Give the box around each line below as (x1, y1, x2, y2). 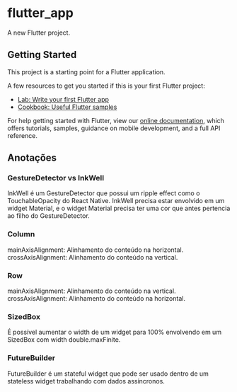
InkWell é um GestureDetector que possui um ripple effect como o (7, 189, 200, 197)
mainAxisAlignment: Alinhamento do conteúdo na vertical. (7, 287, 176, 295)
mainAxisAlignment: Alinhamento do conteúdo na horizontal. (7, 246, 184, 254)
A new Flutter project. (7, 28, 71, 37)
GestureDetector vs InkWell (7, 173, 105, 183)
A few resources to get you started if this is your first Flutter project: (7, 81, 205, 90)
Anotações (7, 152, 57, 164)
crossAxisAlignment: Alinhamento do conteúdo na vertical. (7, 253, 178, 261)
